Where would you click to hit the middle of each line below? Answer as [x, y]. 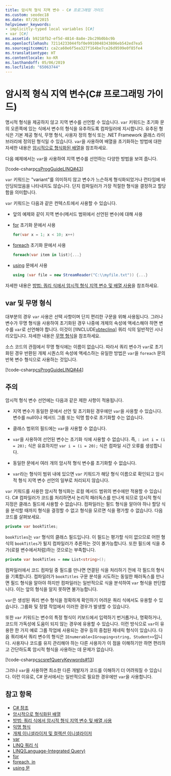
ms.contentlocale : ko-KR [32, 58]
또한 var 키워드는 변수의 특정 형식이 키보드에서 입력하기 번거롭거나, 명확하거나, [84, 618]
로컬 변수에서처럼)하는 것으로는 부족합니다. [53, 550]
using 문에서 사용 [30, 265]
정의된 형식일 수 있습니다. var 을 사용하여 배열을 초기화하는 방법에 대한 [92, 141]
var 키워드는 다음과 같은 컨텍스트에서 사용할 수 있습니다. [61, 203]
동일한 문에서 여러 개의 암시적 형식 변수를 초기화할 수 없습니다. [75, 463]
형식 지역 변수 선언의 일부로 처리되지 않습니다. [64, 480]
